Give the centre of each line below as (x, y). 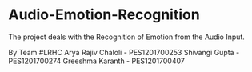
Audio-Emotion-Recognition (104, 15)
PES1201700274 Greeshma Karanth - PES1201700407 (97, 61)
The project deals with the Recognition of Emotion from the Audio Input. (127, 37)
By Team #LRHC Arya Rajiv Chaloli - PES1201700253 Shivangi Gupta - (124, 52)
